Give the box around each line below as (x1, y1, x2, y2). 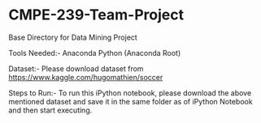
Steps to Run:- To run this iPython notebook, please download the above (8, 87, 252, 98)
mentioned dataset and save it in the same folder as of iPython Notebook (8, 96, 254, 106)
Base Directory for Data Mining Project (8, 32, 138, 42)
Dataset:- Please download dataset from (8, 63, 144, 74)
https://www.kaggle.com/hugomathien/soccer (8, 72, 163, 82)
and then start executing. (8, 105, 93, 115)
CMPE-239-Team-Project (8, 6, 185, 24)
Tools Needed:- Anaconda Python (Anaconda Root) (8, 48, 181, 57)
